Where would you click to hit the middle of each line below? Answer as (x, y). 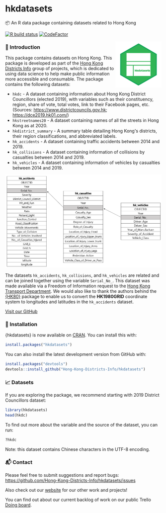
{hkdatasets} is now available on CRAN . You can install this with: (71, 335)
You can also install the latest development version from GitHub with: (76, 354)
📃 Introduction (23, 47)
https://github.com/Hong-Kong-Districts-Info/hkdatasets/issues (70, 480)
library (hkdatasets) (27, 410)
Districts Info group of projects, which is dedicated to (60, 69)
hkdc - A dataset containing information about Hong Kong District (79, 94)
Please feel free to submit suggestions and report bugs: (62, 475)
